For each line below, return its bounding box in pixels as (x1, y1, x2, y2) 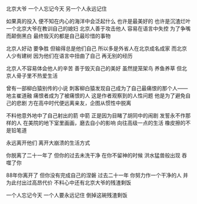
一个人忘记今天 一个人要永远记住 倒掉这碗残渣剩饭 (6, 192, 128, 199)
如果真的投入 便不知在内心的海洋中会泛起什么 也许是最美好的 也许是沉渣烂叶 (6, 18, 191, 25)
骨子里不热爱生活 (16, 73, 58, 79)
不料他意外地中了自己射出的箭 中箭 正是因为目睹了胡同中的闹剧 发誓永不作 (6, 112, 186, 119)
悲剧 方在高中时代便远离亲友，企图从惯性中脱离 (16, 100, 131, 106)
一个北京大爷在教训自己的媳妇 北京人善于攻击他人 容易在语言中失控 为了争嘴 (6, 25, 191, 32)
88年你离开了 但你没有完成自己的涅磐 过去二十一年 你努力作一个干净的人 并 (6, 172, 189, 179)
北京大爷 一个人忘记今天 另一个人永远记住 (6, 5, 107, 12)
